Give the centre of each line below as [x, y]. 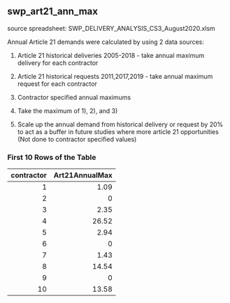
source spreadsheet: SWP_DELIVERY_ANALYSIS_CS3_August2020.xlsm [111, 28]
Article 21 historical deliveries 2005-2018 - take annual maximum [111, 55]
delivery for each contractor [58, 63]
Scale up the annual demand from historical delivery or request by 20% [120, 124]
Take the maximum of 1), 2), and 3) [67, 110]
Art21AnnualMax [83, 175]
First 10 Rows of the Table [52, 157]
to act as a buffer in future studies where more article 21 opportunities [118, 131]
